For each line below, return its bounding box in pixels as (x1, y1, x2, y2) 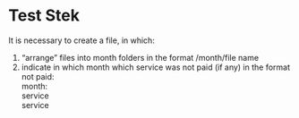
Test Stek (8, 5, 80, 26)
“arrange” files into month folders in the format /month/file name (21, 52, 260, 63)
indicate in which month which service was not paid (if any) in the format (21, 62, 291, 72)
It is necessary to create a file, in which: (8, 35, 156, 46)
